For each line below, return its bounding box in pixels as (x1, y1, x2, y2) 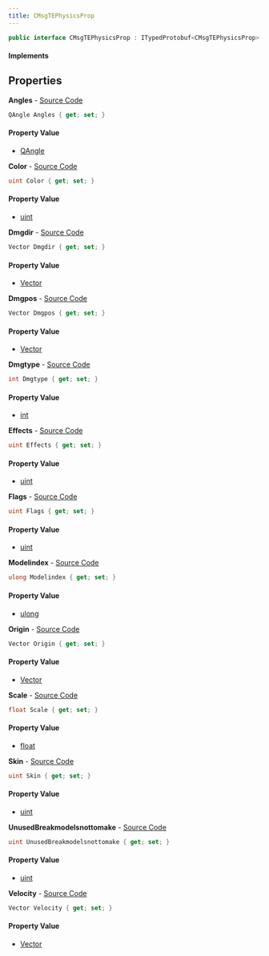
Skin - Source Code (8, 756, 74, 765)
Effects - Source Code (8, 426, 83, 436)
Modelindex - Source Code (8, 558, 99, 568)
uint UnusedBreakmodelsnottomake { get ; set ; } (8, 838, 171, 846)
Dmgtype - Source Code (8, 360, 90, 369)
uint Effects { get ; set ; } (8, 441, 102, 449)
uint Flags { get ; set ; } (8, 508, 94, 516)
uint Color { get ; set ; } (8, 177, 94, 185)
